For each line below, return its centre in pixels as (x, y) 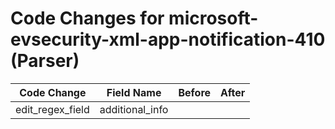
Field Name (134, 92)
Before (195, 92)
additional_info (134, 109)
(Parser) (45, 61)
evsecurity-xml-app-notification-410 (168, 39)
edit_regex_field (52, 109)
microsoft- (213, 18)
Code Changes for (87, 18)
